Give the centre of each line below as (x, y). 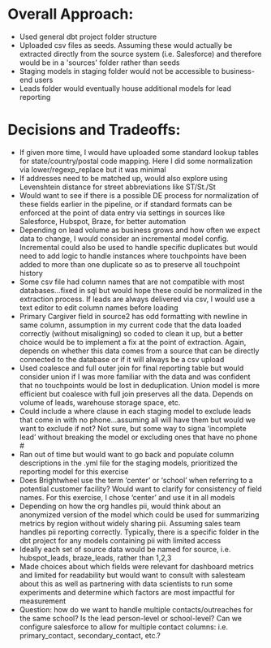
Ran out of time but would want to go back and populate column (127, 454)
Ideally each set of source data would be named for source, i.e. (125, 549)
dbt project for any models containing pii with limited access (120, 540)
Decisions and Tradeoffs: (94, 130)
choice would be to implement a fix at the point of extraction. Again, (133, 342)
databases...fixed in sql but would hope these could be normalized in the (141, 290)
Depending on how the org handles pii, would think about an (120, 506)
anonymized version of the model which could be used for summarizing (139, 514)
